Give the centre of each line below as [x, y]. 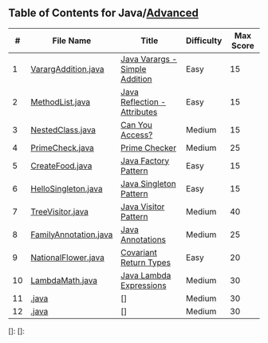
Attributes [139, 112]
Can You [137, 124]
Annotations [143, 239]
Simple [134, 69]
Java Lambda [146, 275]
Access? [137, 135]
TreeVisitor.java [60, 211]
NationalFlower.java [68, 257]
